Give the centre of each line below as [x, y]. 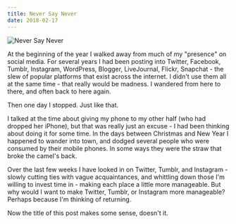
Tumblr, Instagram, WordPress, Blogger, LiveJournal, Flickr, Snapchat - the [116, 69]
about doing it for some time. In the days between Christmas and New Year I [118, 133]
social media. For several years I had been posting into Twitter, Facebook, [114, 61]
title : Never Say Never [42, 14]
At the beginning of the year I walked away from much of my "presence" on [117, 54]
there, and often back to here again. [59, 91]
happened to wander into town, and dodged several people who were [108, 140]
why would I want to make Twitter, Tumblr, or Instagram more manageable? [116, 192]
